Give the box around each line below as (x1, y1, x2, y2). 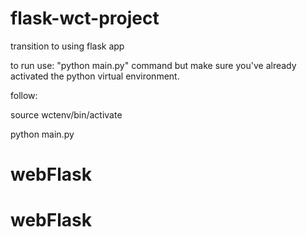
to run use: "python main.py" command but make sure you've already (10, 59, 297, 71)
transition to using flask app (10, 40, 125, 52)
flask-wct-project (10, 7, 160, 30)
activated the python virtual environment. (10, 70, 180, 82)
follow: (10, 89, 38, 101)
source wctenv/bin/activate (10, 108, 123, 121)
